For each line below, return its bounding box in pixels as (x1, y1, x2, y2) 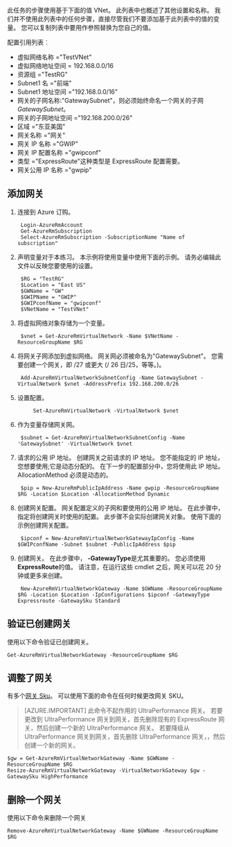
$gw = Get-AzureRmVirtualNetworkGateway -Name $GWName (7, 755, 169, 762)
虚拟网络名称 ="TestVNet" (17, 53, 92, 61)
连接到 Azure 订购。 (17, 208, 75, 216)
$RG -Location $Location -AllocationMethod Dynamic (17, 490, 170, 498)
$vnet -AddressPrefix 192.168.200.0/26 (64, 380, 179, 387)
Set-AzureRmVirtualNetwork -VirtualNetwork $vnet (33, 407, 179, 414)
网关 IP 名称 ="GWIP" (17, 140, 78, 148)
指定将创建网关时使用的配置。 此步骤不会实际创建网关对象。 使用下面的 (17, 512, 222, 521)
